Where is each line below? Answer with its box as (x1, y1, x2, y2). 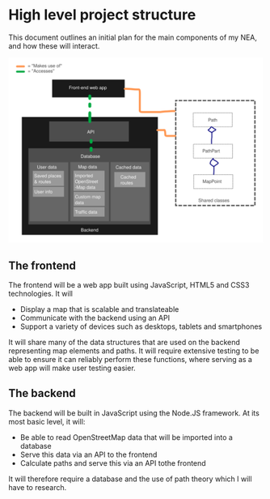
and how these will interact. (8, 41, 100, 50)
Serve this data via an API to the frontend (19, 450, 158, 459)
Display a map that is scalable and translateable (19, 304, 179, 313)
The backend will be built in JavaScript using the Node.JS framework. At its (8, 407, 260, 418)
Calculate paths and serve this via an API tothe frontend (19, 458, 206, 467)
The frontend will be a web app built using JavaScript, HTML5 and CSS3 (8, 279, 250, 289)
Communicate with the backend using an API (19, 313, 171, 322)
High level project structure (8, 6, 196, 24)
